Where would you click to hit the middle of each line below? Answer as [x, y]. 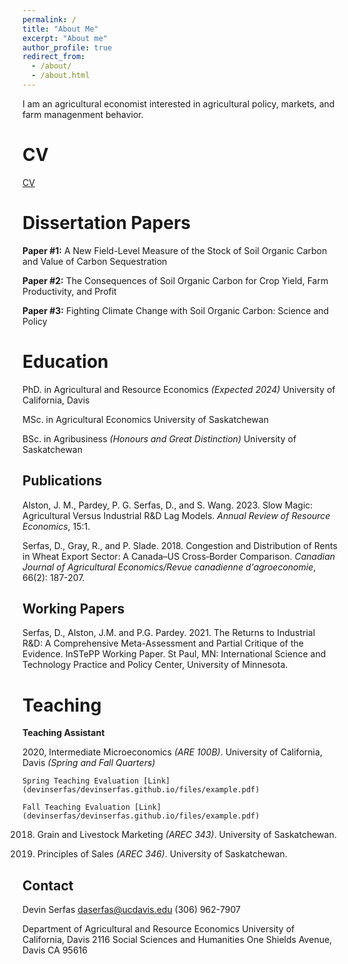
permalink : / [49, 19]
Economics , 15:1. [56, 526]
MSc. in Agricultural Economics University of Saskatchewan [145, 419]
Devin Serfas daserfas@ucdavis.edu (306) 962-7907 [131, 910]
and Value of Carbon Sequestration [95, 261]
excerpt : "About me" [65, 38]
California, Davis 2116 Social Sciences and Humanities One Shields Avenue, [177, 940]
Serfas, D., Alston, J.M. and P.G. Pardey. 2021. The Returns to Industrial [169, 633]
